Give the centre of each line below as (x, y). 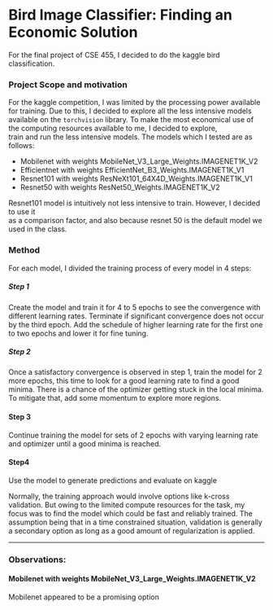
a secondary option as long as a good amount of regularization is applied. (132, 530)
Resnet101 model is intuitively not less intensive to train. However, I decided (134, 203)
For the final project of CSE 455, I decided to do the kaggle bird (115, 55)
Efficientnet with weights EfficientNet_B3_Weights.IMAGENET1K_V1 (132, 170)
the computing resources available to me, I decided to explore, (113, 129)
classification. (32, 64)
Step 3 (19, 417)
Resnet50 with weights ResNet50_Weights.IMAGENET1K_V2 (120, 187)
